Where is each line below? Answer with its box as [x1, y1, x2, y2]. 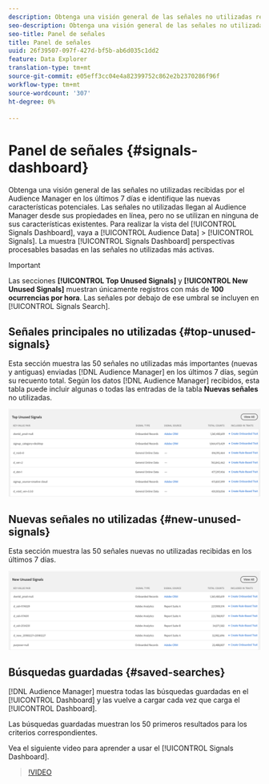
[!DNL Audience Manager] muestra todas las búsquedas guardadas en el [8, 687, 249, 697]
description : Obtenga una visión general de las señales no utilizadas [8, 13, 252, 21]
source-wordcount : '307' [8, 89, 91, 97]
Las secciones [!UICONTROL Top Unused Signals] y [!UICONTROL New [8, 276, 248, 286]
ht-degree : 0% [8, 97, 56, 106]
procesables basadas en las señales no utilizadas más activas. [8, 245, 215, 254]
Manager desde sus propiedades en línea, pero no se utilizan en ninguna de [8, 211, 259, 221]
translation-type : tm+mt [8, 64, 91, 72]
